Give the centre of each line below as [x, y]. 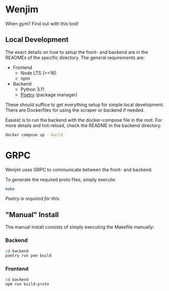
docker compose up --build [34, 135]
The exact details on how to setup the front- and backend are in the [77, 52]
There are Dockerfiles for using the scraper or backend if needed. [75, 110]
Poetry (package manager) [49, 95]
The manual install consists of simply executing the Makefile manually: [80, 227]
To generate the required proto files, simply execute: [61, 179]
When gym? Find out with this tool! [42, 24]
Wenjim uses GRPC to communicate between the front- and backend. [79, 170]
